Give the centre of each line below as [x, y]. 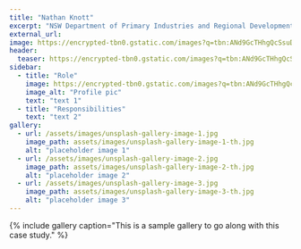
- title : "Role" [47, 76]
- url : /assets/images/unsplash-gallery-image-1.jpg [118, 134]
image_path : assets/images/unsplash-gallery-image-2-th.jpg [140, 167]
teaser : [32, 59]
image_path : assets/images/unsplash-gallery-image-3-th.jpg [140, 192]
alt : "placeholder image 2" [77, 175]
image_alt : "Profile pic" [74, 92]
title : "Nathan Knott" [52, 17]
